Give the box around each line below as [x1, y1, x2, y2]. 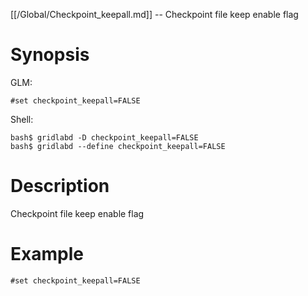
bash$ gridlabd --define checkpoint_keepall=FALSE [10, 141, 226, 151]
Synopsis [10, 44, 90, 66]
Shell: [10, 113, 34, 125]
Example [10, 243, 84, 266]
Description [10, 175, 110, 198]
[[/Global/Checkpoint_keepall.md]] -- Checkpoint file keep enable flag [10, 9, 299, 20]
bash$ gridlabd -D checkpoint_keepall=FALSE [10, 132, 199, 143]
